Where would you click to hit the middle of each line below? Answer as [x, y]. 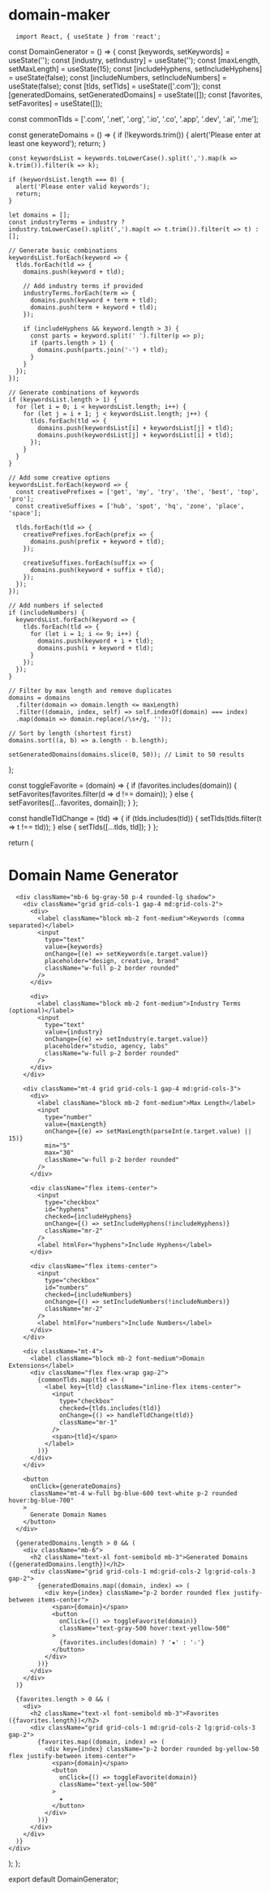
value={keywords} [74, 947]
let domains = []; [39, 215]
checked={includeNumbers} [88, 1294]
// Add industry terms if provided [83, 286]
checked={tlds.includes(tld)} [110, 1408]
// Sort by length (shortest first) [70, 733]
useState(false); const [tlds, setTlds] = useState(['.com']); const [115, 86]
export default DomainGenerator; [64, 1879]
